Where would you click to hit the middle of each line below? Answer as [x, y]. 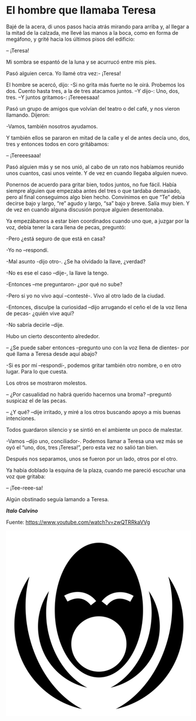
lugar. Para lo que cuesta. [37, 371]
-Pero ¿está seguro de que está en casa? [56, 239]
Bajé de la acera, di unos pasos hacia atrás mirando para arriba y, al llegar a [98, 27]
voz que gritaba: [26, 476]
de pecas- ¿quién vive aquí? [40, 313]
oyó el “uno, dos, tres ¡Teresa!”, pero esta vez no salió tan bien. [82, 447]
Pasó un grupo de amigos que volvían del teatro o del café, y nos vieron [93, 108]
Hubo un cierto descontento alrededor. [53, 336]
